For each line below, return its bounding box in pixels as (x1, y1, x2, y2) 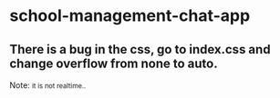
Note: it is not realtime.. (9, 80, 87, 91)
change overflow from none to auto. (9, 55, 218, 71)
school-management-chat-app (9, 5, 251, 26)
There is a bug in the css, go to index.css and (9, 42, 271, 57)
